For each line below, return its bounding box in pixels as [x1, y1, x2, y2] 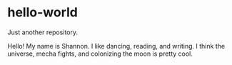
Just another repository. [7, 28, 79, 36]
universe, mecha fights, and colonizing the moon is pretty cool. [7, 49, 193, 58]
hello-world [7, 4, 79, 21]
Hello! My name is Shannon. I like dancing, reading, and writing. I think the [7, 41, 226, 50]
